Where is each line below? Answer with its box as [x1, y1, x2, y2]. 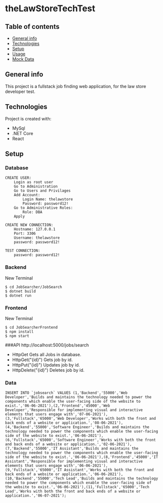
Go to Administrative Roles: [14, 206, 73, 210]
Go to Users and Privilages [14, 188, 71, 193]
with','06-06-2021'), [64, 463, 108, 468]
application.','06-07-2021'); [5, 493, 67, 498]
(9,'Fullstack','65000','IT [5, 468, 62, 473]
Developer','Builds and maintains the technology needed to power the [5, 395, 152, 400]
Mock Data [12, 56, 34, 62]
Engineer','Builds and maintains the [72, 425, 150, 430]
